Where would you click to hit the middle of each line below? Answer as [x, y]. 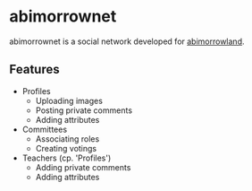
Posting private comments [84, 110]
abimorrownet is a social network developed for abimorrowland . [127, 41]
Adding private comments [83, 167]
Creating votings [66, 148]
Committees [45, 129]
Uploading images [69, 100]
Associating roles [67, 139]
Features [34, 69]
